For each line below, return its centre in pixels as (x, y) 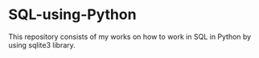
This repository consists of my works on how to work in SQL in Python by (130, 37)
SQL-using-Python (72, 15)
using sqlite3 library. (42, 44)
